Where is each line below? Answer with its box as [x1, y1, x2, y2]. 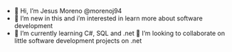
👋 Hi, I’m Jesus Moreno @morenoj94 [14, 7, 122, 15]
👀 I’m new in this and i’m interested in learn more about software [14, 14, 203, 22]
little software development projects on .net [14, 37, 142, 45]
